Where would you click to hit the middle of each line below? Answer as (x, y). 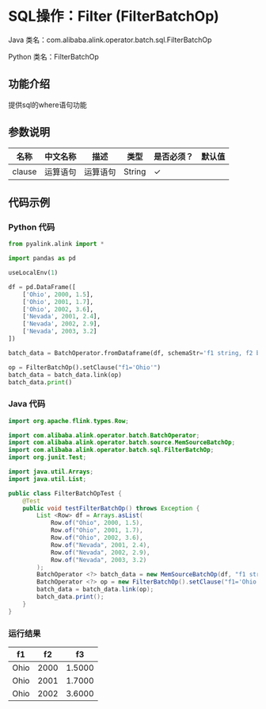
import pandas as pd (42, 259)
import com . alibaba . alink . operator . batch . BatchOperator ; (104, 435)
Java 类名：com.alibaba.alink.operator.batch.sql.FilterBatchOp (110, 40)
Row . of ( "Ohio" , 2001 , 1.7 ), (97, 530)
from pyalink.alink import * (56, 244)
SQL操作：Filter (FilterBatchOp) (114, 16)
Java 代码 (27, 404)
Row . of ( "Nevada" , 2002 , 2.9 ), (100, 553)
